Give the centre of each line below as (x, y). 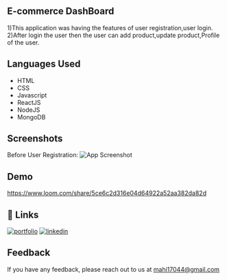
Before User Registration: (43, 155)
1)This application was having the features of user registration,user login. (110, 27)
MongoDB (31, 117)
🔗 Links (23, 214)
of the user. (23, 42)
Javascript (32, 95)
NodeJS (28, 110)
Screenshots (35, 139)
